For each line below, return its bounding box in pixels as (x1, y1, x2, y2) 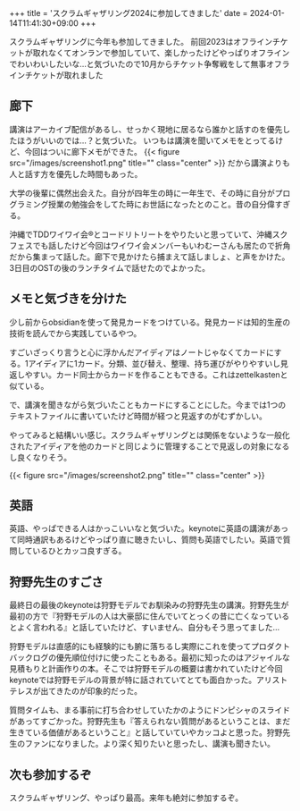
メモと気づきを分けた (9, 291, 127, 307)
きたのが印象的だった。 (55, 686, 143, 697)
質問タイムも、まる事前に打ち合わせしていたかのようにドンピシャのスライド (9, 705, 290, 715)
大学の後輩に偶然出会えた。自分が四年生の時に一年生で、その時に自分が (9, 187, 275, 199)
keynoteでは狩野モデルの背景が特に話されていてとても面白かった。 (9, 674, 257, 686)
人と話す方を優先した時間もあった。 (9, 168, 143, 179)
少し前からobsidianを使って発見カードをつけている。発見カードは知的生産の (9, 317, 291, 327)
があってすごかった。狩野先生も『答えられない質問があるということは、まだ (9, 716, 291, 727)
